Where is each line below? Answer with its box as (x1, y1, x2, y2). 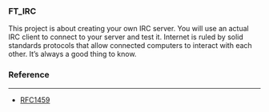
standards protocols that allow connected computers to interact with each (8, 41, 252, 50)
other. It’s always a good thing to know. (8, 50, 137, 59)
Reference (8, 70, 50, 81)
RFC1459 (19, 94, 50, 105)
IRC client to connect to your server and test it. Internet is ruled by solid (8, 32, 244, 42)
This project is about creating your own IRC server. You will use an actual (8, 24, 250, 34)
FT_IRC (8, 6, 37, 17)
